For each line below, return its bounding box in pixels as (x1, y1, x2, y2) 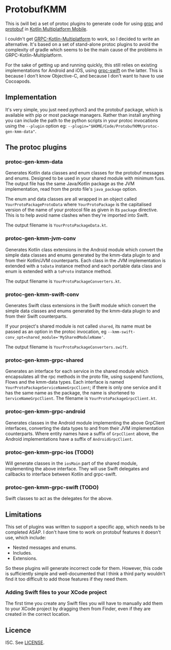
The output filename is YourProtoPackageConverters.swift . (5, 344, 129, 350)
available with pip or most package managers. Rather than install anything (5, 112, 161, 118)
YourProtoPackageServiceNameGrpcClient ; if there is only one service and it (5, 384, 162, 391)
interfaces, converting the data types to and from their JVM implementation (5, 425, 164, 431)
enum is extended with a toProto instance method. (5, 268, 112, 274)
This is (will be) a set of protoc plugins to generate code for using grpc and (5, 20, 163, 27)
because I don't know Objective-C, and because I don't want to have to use (5, 72, 164, 79)
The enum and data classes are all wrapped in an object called (5, 196, 137, 202)
